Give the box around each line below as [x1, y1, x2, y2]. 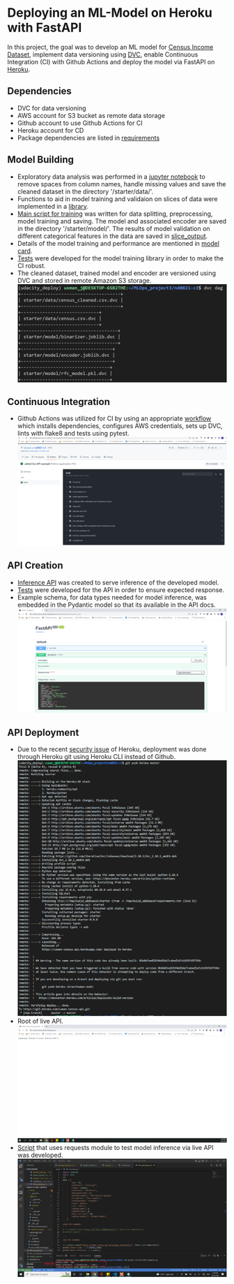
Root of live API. [17, 1017, 64, 1025]
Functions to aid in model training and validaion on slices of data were [17, 194, 218, 203]
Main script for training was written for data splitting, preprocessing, [17, 209, 213, 218]
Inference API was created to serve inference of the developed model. [17, 578, 219, 586]
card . [17, 246, 33, 255]
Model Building [7, 154, 75, 165]
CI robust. [17, 261, 47, 270]
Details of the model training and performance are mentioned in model [17, 239, 219, 247]
